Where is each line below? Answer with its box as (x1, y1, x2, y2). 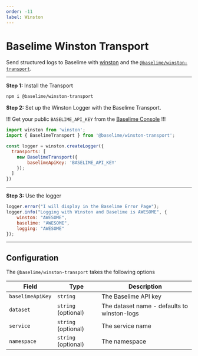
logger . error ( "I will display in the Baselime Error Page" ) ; (6, 204, 160, 210)
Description (128, 282, 162, 291)
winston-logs (101, 309, 139, 318)
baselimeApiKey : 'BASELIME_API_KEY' (27, 160, 117, 166)
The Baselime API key (101, 292, 162, 301)
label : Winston (6, 14, 44, 20)
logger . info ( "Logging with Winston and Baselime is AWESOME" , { (6, 209, 167, 215)
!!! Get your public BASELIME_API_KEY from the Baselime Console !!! (6, 116, 166, 123)
